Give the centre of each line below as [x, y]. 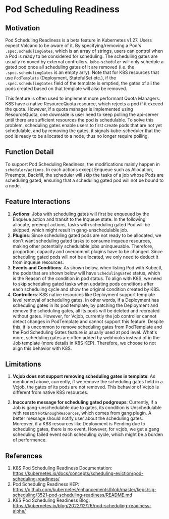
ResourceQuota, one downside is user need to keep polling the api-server [82, 114]
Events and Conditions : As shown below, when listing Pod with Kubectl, [88, 267]
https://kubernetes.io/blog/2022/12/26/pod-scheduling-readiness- [82, 506]
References [24, 456]
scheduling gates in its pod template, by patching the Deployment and [85, 305]
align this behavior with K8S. [42, 348]
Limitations [23, 364]
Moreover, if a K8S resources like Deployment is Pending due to [79, 424]
